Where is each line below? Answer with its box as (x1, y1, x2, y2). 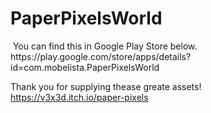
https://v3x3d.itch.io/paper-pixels (10, 91, 149, 103)
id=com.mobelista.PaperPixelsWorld (10, 61, 160, 73)
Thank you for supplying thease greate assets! (10, 80, 202, 92)
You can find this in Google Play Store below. (12, 40, 198, 52)
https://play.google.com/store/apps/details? (10, 50, 192, 62)
